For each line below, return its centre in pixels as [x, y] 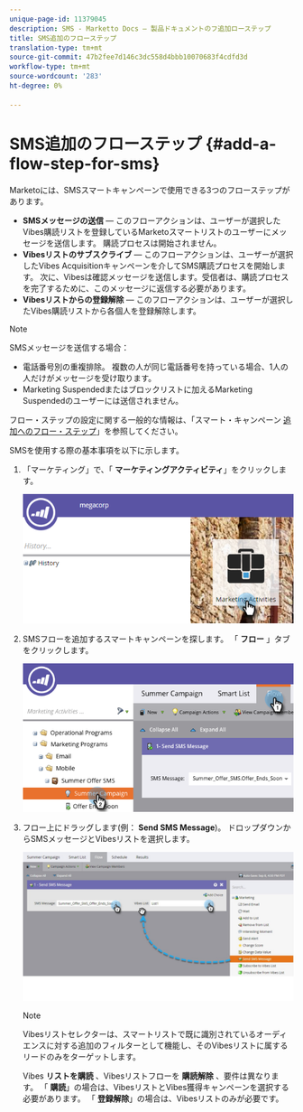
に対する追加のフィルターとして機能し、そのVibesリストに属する [167, 1046]
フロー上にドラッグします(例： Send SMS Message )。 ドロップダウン [153, 827]
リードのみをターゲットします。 [82, 1057]
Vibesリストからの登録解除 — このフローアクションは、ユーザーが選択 [154, 299]
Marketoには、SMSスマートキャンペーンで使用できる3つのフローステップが [150, 190]
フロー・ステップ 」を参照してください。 [108, 431]
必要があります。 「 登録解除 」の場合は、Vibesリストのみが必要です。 [153, 1098]
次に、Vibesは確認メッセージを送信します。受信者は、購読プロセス [165, 276]
